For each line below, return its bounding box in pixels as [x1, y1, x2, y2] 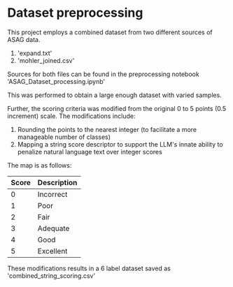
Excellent [37, 246, 68, 256]
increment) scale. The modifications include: [7, 112, 136, 120]
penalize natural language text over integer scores [17, 147, 162, 156]
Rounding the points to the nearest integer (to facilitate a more [17, 125, 197, 133]
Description [37, 177, 78, 187]
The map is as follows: [7, 161, 72, 169]
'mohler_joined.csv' [17, 56, 75, 64]
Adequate [37, 223, 70, 233]
